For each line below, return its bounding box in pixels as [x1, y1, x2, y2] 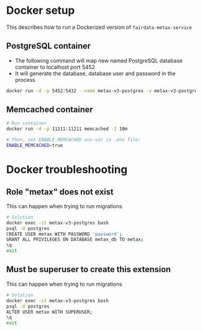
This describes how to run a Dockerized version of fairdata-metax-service [6, 23, 192, 31]
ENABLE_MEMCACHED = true [6, 143, 63, 149]
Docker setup [6, 4, 75, 17]
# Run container [6, 120, 47, 126]
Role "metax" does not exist [6, 187, 114, 197]
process [14, 76, 35, 83]
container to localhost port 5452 [14, 63, 95, 70]
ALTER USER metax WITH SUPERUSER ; [6, 309, 93, 315]
